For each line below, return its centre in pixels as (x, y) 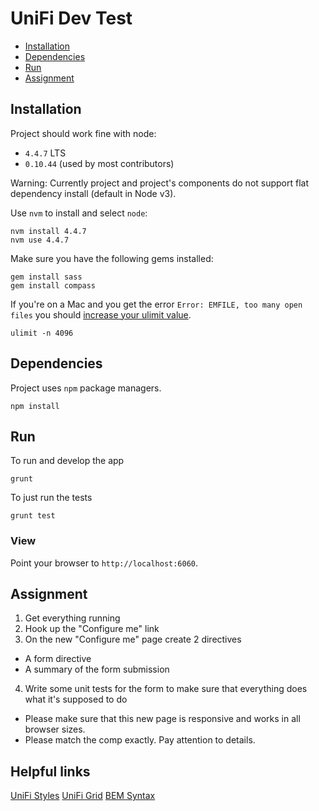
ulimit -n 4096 (42, 333)
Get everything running (72, 618)
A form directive (58, 659)
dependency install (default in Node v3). (93, 193)
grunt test (33, 516)
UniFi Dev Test (71, 18)
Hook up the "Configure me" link (92, 629)
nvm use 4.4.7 (40, 240)
